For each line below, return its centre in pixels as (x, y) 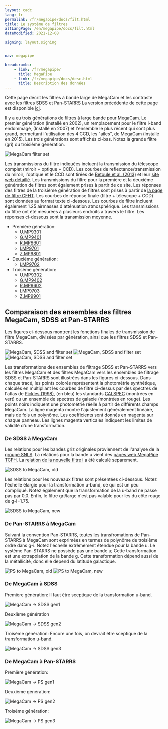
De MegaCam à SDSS (31, 584)
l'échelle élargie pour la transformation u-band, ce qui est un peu (72, 485)
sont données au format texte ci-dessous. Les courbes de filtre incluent (79, 201)
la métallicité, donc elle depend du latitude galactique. (61, 561)
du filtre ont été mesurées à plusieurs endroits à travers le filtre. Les (75, 212)
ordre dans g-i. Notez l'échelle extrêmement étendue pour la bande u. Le (80, 545)
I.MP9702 (30, 264)
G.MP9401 (30, 237)
